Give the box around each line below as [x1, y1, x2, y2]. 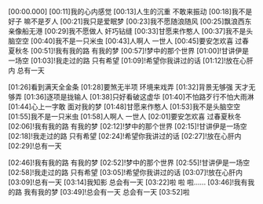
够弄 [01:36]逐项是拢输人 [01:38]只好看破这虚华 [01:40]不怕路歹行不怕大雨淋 [8, 93, 254, 101]
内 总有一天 [8, 66, 45, 75]
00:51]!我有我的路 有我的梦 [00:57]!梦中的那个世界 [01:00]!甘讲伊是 [33, 46, 250, 55]
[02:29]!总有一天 [8, 141, 62, 151]
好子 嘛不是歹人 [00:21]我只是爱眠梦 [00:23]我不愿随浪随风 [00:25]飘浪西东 [8, 16, 252, 26]
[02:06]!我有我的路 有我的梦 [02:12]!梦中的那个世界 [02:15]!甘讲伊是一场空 [8, 122, 247, 131]
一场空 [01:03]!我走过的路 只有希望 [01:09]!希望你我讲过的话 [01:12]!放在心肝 [8, 56, 254, 65]
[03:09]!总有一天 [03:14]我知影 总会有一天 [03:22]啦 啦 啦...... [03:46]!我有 [8, 177, 248, 187]
